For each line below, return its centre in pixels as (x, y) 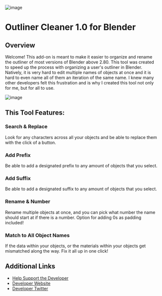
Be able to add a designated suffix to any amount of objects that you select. (81, 189)
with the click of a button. (30, 142)
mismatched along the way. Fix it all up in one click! (57, 251)
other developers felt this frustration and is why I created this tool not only (80, 83)
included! (14, 222)
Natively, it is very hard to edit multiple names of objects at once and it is (78, 72)
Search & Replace (26, 127)
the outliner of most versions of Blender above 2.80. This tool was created (80, 62)
